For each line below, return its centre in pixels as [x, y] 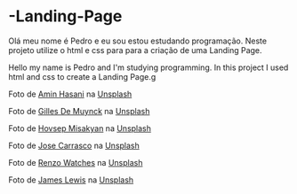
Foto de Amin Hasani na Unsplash [70, 94]
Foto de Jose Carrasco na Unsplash [74, 145]
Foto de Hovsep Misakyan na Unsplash [80, 128]
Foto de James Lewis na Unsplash [71, 180]
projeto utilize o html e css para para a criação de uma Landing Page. [136, 50]
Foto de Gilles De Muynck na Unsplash [79, 111]
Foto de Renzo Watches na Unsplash [76, 162]
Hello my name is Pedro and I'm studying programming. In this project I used [148, 67]
